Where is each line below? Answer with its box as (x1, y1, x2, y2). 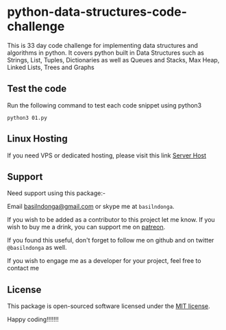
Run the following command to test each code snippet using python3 (7, 101, 202, 110)
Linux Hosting (7, 133, 68, 144)
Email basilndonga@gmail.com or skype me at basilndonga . (7, 203, 175, 211)
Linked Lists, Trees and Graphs (7, 63, 95, 71)
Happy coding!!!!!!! (7, 316, 60, 324)
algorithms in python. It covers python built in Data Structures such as (7, 49, 204, 57)
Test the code (7, 83, 67, 94)
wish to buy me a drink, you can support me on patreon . (7, 223, 166, 231)
